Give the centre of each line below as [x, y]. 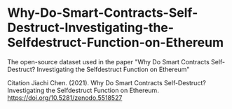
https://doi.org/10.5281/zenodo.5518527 [65, 97]
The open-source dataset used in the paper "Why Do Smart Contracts [109, 61]
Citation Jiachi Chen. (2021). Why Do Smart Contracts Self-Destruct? [107, 82]
